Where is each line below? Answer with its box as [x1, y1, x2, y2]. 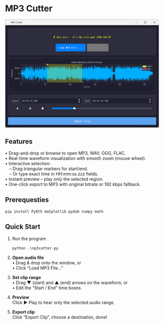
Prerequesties [5, 195, 49, 204]
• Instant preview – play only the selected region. [5, 176, 103, 182]
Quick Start [5, 223, 41, 231]
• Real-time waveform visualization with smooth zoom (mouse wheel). [5, 155, 146, 161]
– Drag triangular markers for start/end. [9, 166, 88, 172]
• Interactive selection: [5, 161, 51, 167]
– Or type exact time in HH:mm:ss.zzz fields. [9, 171, 99, 177]
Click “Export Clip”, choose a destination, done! [12, 314, 107, 320]
